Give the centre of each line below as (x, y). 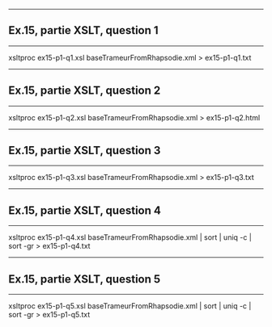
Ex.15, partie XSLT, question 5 (85, 279)
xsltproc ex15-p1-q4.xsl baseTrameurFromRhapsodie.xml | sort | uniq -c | (130, 237)
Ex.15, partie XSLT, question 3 (85, 151)
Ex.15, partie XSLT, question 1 (84, 30)
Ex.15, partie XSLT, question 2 (85, 91)
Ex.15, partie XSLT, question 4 (85, 210)
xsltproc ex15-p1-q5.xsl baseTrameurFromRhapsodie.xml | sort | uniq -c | (130, 306)
